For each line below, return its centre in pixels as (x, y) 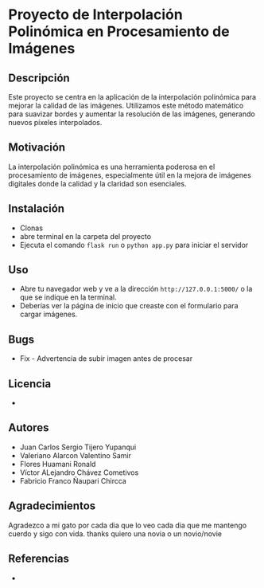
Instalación (37, 209)
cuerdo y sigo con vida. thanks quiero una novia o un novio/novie (115, 533)
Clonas (31, 228)
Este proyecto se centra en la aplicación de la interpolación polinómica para (132, 97)
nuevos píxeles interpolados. (55, 122)
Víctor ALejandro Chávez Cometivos (79, 472)
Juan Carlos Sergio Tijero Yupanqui (78, 447)
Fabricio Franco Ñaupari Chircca (73, 480)
